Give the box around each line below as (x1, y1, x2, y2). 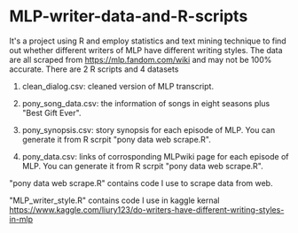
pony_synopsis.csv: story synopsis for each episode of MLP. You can (21, 124, 276, 135)
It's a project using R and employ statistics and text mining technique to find (9, 35, 286, 46)
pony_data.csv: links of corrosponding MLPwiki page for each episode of (21, 151, 289, 161)
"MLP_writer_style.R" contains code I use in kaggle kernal (9, 195, 220, 206)
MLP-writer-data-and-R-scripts (9, 6, 248, 27)
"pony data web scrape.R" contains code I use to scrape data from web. (9, 177, 273, 188)
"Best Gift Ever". (21, 107, 82, 118)
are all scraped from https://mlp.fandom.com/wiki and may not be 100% (9, 54, 272, 65)
